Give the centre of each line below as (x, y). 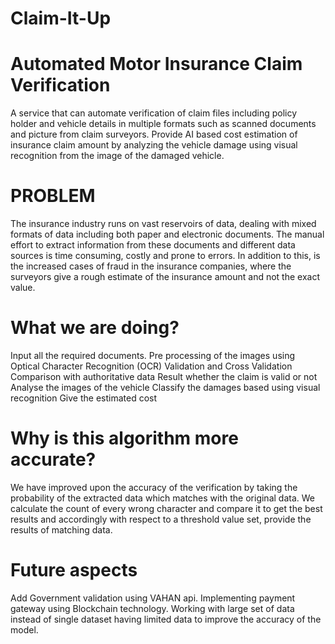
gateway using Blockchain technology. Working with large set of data (152, 608)
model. (24, 629)
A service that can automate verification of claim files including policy (154, 113)
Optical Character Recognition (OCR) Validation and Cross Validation (151, 366)
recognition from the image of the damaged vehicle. (117, 156)
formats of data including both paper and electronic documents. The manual (167, 234)
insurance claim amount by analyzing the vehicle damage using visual (154, 145)
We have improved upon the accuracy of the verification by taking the (154, 487)
